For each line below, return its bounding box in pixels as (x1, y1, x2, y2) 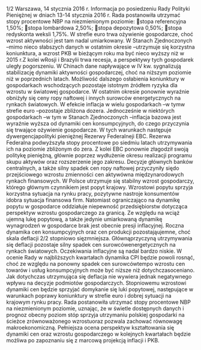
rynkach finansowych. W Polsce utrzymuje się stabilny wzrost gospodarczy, (6, 177, 194, 184)
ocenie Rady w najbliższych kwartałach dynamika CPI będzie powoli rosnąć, (6, 254, 195, 261)
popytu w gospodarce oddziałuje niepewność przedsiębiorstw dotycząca (6, 203, 188, 210)
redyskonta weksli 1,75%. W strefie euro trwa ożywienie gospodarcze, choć (6, 31, 194, 38)
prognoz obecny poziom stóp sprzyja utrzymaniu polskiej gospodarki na (6, 312, 185, 318)
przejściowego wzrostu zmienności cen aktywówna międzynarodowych (6, 171, 184, 178)
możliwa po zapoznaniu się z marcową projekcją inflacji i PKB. (6, 337, 160, 344)
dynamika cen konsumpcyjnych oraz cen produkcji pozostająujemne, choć (6, 228, 191, 235)
